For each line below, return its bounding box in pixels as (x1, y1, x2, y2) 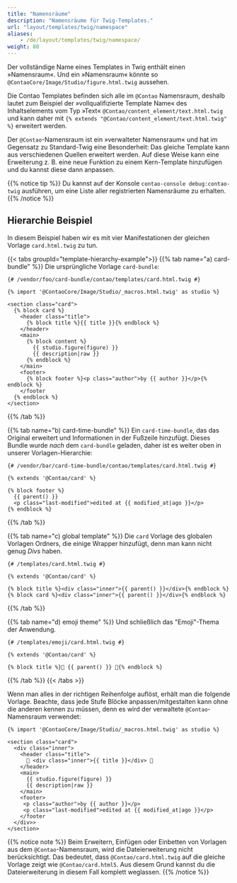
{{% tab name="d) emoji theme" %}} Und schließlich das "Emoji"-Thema (7, 617, 219, 626)
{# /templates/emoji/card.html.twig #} (7, 639, 125, 646)
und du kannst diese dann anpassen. (7, 166, 115, 173)
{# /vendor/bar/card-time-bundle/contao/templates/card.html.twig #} (7, 462, 217, 469)
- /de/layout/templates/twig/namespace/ (20, 37, 141, 44)
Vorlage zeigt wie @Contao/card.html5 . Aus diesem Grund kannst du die (7, 860, 216, 868)
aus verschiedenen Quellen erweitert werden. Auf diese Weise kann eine (7, 150, 219, 159)
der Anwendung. (7, 625, 57, 634)
